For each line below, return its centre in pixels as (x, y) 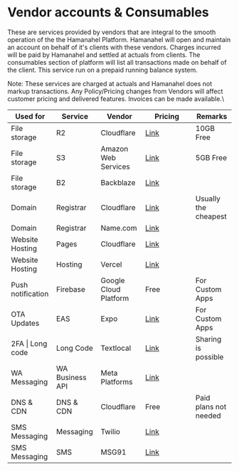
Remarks (212, 116)
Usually (208, 199)
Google (113, 280)
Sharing (208, 339)
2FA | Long (29, 344)
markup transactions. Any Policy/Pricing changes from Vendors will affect (115, 91)
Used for (30, 116)
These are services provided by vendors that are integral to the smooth (112, 32)
